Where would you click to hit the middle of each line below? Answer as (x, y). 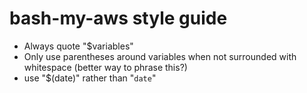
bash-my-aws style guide (118, 18)
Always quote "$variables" (78, 46)
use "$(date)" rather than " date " (90, 78)
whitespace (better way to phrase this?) (105, 67)
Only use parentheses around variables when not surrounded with (160, 56)
